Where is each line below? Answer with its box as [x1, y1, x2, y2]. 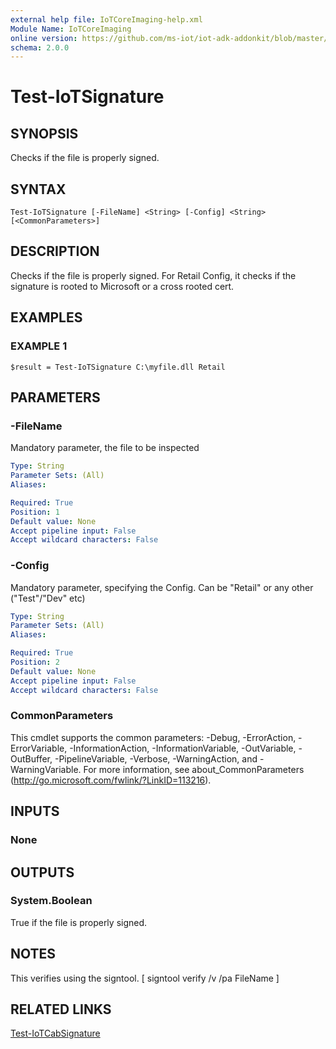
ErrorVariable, [10, 742, 68, 754]
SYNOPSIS [10, 125, 79, 142]
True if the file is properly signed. [10, 916, 148, 928]
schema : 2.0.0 [10, 42, 70, 53]
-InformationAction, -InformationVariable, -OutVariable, [69, 742, 297, 754]
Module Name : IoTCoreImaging [10, 24, 132, 34]
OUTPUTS [10, 864, 75, 881]
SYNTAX [10, 181, 67, 198]
